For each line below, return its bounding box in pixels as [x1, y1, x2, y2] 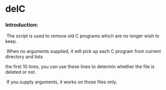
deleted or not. [5, 69, 37, 75]
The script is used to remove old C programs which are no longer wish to [6, 33, 159, 39]
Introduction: [5, 21, 39, 29]
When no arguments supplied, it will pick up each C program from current [6, 48, 161, 54]
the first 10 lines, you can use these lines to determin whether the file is [5, 63, 155, 70]
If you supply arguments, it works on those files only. [6, 79, 118, 85]
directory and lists [5, 54, 43, 60]
